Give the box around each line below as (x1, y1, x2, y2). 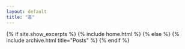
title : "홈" (6, 14, 35, 20)
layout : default (6, 8, 47, 15)
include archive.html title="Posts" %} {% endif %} (6, 37, 130, 44)
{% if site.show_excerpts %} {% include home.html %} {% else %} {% (6, 30, 180, 37)
